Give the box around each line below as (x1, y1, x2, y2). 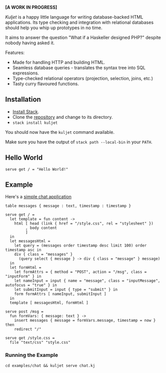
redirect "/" (14, 327, 42, 332)
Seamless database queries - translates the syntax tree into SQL (12, 65, 146, 70)
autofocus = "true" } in (5, 283, 57, 288)
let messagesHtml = (10, 239, 51, 244)
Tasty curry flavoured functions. (12, 81, 79, 87)
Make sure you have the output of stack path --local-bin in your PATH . (5, 138, 152, 145)
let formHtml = (10, 265, 42, 270)
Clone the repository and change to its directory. (12, 114, 113, 120)
